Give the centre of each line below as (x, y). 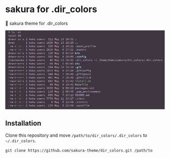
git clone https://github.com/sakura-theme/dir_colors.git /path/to (79, 151)
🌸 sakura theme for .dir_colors (37, 23)
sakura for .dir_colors (51, 9)
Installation (23, 123)
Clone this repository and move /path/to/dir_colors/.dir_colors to (76, 135)
